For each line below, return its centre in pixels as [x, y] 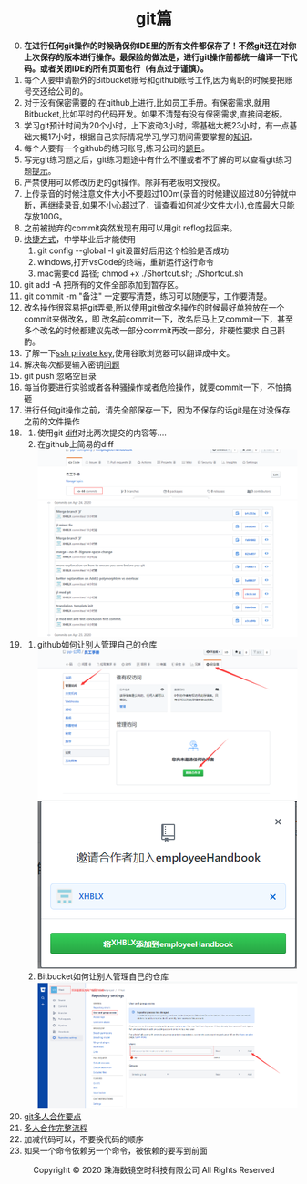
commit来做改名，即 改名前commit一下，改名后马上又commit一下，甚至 [159, 319]
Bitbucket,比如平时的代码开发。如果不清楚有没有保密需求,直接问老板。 [155, 114]
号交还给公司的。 [56, 91]
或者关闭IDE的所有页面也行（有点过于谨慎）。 [124, 68]
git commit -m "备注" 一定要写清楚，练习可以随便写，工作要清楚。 [148, 296]
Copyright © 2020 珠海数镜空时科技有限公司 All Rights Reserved [154, 1169]
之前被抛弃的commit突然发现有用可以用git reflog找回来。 [130, 228]
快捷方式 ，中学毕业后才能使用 [79, 239]
